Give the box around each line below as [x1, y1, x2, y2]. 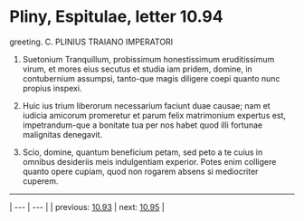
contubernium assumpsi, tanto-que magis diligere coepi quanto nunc [22, 72, 280, 83]
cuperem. [22, 175, 59, 187]
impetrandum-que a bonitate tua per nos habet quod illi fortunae [22, 120, 263, 130]
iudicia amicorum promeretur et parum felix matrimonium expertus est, [22, 110, 287, 120]
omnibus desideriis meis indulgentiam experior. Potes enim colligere [22, 156, 277, 167]
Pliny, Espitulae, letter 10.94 [9, 6, 223, 27]
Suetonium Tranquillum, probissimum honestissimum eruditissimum [22, 53, 275, 64]
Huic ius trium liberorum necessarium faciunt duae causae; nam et [22, 100, 271, 110]
